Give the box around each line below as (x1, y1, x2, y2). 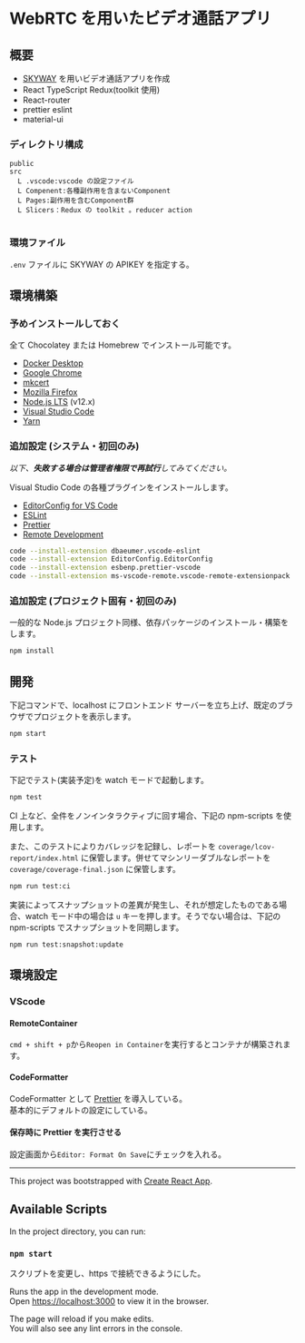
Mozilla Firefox (22, 387, 78, 397)
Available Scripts (9, 1201, 107, 1217)
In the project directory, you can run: (9, 1226, 146, 1237)
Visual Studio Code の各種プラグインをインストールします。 (9, 482, 233, 493)
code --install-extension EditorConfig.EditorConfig (9, 554, 213, 564)
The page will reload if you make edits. (9, 1313, 154, 1324)
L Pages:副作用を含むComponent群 (17, 196, 134, 205)
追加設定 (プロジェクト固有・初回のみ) (9, 595, 177, 607)
